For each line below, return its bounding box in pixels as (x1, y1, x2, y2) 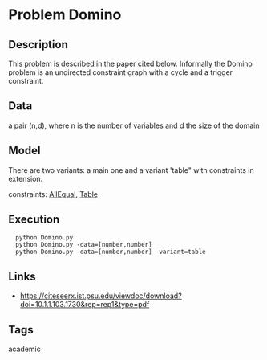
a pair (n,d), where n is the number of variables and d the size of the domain (8, 121, 260, 130)
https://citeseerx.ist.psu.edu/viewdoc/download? (19, 291, 182, 301)
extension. (8, 174, 43, 183)
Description (8, 38, 68, 51)
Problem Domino (8, 6, 122, 24)
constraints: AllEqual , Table (8, 189, 99, 198)
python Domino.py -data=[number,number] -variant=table (15, 247, 206, 256)
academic (8, 344, 42, 354)
